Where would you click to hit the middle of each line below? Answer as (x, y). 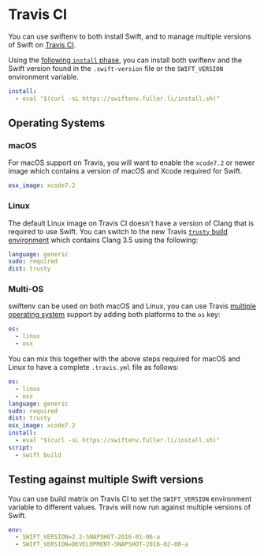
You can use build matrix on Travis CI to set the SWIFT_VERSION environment (130, 498)
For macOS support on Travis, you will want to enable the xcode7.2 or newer (132, 162)
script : (21, 447)
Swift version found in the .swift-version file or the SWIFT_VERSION (116, 68)
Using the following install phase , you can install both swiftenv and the (125, 60)
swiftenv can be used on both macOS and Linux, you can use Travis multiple (132, 306)
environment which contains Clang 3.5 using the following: (103, 240)
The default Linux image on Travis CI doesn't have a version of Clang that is (131, 223)
